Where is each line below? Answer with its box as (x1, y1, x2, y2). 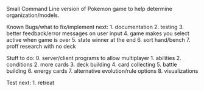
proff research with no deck (6, 42, 76, 50)
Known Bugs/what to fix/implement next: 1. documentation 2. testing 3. (6, 24, 184, 30)
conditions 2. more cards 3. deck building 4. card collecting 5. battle (6, 61, 178, 68)
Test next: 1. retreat (6, 79, 55, 86)
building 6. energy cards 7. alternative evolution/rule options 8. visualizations (6, 67, 199, 75)
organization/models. (6, 12, 60, 19)
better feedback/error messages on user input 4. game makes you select (6, 30, 190, 37)
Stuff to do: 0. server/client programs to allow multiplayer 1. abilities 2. (6, 55, 181, 61)
